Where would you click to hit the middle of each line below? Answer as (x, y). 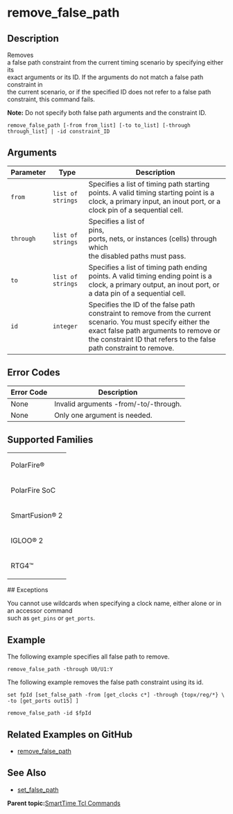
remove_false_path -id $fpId (49, 713)
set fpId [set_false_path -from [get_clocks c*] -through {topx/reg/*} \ (116, 695)
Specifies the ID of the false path (142, 305)
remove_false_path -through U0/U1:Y (60, 670)
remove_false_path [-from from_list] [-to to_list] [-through (99, 126)
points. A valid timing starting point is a (152, 192)
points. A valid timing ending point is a (150, 275)
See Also (27, 773)
